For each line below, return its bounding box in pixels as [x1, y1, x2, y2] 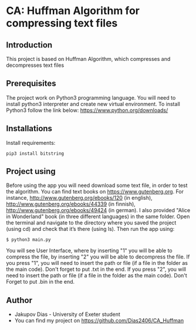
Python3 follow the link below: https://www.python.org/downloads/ [6, 107, 168, 114]
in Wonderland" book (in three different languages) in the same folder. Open [6, 213, 190, 220]
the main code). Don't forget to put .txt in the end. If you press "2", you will [6, 266, 187, 273]
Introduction [6, 40, 53, 50]
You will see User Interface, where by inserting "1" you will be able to [6, 247, 173, 254]
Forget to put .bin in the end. [6, 278, 75, 285]
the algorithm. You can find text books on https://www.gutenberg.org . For [6, 188, 184, 195]
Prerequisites [6, 79, 56, 89]
